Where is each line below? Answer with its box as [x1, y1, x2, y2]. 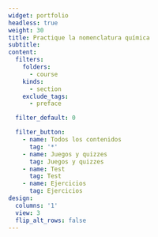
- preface [28, 100, 62, 107]
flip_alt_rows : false [15, 216, 87, 224]
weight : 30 [8, 26, 44, 34]
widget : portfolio [8, 11, 69, 20]
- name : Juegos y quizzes [22, 150, 108, 158]
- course [28, 70, 58, 78]
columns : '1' [15, 201, 58, 209]
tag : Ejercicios [28, 187, 83, 195]
